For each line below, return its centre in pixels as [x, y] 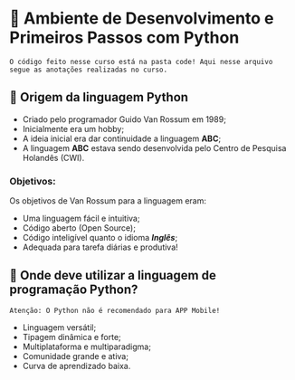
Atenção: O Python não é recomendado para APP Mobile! [115, 310]
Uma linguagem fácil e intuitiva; [81, 218]
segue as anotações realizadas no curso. [89, 70]
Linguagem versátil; [59, 327]
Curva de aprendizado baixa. [76, 366]
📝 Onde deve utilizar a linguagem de [113, 275]
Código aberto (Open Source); [79, 228]
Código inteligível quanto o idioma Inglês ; [100, 238]
